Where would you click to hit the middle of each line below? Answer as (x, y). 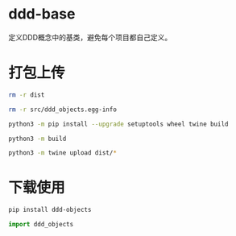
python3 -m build (37, 139)
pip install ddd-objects (50, 210)
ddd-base (42, 14)
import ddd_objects (41, 225)
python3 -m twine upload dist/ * (62, 153)
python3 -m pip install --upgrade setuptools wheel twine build (118, 124)
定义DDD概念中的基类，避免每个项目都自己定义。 (90, 37)
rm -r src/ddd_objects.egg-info (62, 110)
